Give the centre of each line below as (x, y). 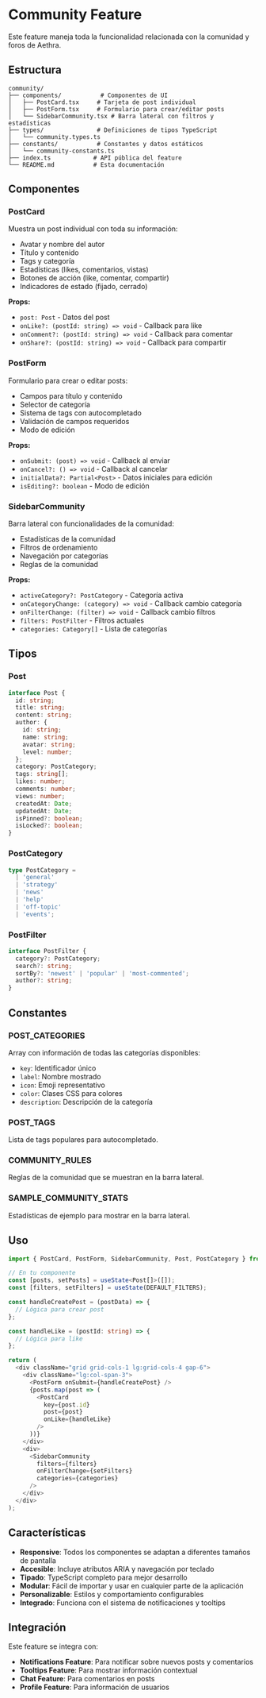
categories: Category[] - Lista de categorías (93, 629)
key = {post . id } (66, 1405)
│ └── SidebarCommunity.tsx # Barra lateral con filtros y (111, 116)
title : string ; (40, 708)
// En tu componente (42, 1273)
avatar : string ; (49, 744)
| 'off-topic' (38, 907)
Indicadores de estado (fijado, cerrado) (84, 287)
